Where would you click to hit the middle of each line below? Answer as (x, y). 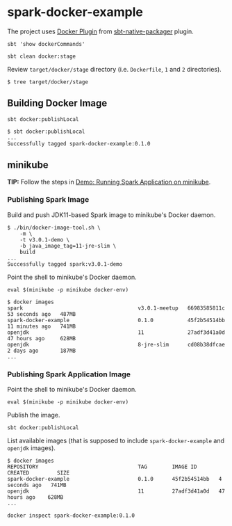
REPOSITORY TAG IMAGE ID (102, 467)
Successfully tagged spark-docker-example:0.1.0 (79, 143)
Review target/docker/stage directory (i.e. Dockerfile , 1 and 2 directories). (115, 69)
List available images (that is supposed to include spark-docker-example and (116, 441)
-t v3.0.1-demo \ (45, 240)
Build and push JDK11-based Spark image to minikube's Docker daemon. (111, 215)
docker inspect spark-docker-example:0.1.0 (71, 516)
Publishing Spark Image (48, 200)
